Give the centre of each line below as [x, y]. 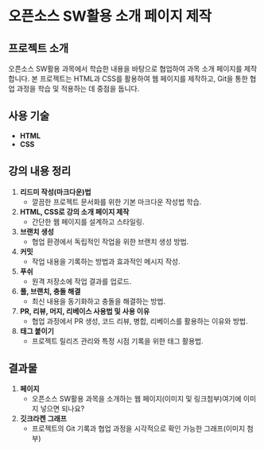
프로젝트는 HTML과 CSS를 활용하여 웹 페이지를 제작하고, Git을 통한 [144, 79]
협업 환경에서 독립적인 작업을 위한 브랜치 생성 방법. [110, 241]
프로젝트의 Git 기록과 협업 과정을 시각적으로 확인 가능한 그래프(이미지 [138, 429]
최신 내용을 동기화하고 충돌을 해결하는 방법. [99, 301]
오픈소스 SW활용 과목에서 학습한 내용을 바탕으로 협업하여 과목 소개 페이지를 [125, 69]
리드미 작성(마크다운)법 [55, 192]
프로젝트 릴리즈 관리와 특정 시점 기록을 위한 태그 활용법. [118, 341]
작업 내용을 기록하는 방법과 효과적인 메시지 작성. [106, 261]
